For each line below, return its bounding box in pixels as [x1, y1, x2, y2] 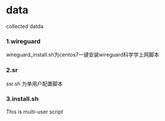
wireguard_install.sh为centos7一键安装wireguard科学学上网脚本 [6, 51, 160, 58]
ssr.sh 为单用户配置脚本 [6, 80, 63, 87]
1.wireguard [6, 37, 41, 45]
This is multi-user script [6, 108, 63, 115]
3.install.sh [6, 95, 39, 103]
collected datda [6, 23, 44, 30]
